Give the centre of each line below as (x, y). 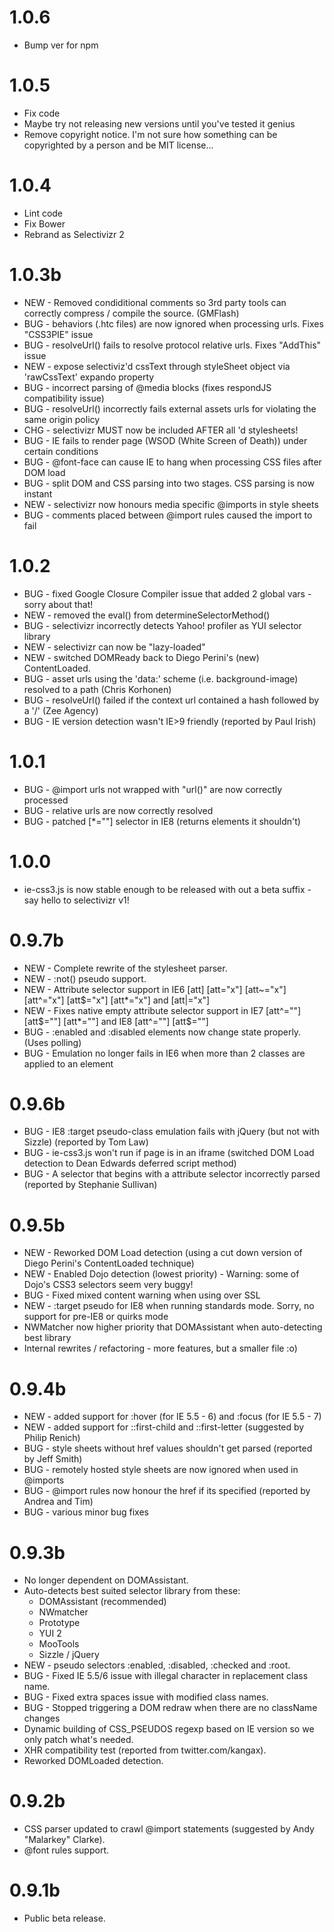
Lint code (43, 213)
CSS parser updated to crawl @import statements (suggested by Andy (169, 1829)
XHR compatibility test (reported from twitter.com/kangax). (145, 1750)
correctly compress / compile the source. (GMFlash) (131, 313)
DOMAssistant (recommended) (102, 1602)
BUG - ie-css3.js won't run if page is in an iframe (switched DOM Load (169, 1153)
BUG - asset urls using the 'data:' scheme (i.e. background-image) (161, 678)
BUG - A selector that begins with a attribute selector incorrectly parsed (172, 1174)
